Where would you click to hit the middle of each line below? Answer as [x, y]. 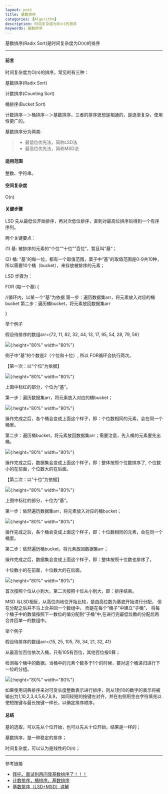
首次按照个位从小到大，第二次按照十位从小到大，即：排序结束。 [71, 591]
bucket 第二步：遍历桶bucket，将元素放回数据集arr [58, 303]
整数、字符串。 [20, 173]
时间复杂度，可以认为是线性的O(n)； [43, 748]
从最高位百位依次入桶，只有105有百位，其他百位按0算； [63, 652]
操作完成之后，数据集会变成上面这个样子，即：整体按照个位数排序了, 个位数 [83, 462]
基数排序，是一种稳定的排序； [36, 737]
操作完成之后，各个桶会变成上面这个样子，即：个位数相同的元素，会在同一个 [84, 418]
